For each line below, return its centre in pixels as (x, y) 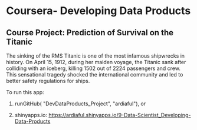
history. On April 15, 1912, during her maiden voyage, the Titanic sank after (96, 62)
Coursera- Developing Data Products (98, 11)
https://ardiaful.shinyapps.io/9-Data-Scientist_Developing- (119, 115)
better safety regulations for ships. (48, 81)
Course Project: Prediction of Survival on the (90, 33)
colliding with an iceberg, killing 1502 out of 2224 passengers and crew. (93, 68)
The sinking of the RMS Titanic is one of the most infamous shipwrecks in (95, 56)
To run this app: (25, 92)
